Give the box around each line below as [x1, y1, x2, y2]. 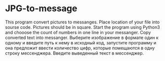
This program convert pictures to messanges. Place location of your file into [5, 19, 160, 25]
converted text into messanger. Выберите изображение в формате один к [5, 35, 159, 41]
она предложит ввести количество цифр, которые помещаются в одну [5, 45, 155, 51]
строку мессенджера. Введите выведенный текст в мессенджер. [5, 50, 144, 56]
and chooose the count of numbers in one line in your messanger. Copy [5, 29, 151, 35]
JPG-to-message [5, 3, 78, 14]
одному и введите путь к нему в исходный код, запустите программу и [5, 40, 157, 45]
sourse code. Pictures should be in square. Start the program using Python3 [5, 24, 160, 30]
